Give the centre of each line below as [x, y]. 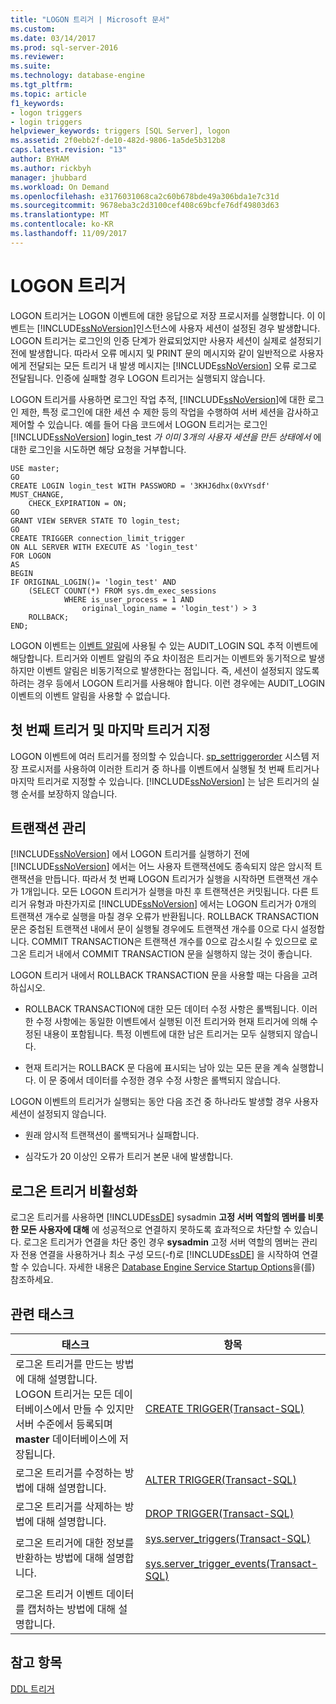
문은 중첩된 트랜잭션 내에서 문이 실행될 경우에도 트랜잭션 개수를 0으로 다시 [154, 929]
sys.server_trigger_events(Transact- [231, 1563]
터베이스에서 [43, 1409]
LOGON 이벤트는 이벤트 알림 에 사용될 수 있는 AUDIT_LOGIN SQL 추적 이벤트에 [164, 645]
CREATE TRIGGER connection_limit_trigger [98, 538]
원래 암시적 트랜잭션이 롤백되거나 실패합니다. [112, 1135]
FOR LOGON [31, 556]
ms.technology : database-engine [77, 76]
